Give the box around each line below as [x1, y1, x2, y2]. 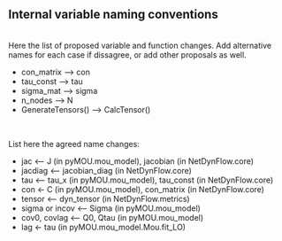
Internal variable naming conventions [8, 7, 218, 22]
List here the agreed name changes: [8, 138, 141, 149]
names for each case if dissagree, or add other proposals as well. [8, 49, 247, 60]
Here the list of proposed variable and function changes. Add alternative [8, 40, 271, 51]
